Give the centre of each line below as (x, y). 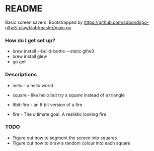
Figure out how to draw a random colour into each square (71, 143)
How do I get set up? (30, 40)
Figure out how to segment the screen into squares (65, 138)
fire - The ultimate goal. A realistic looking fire (59, 114)
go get (19, 62)
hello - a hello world (33, 85)
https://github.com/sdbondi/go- (116, 22)
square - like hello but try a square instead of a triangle (69, 95)
